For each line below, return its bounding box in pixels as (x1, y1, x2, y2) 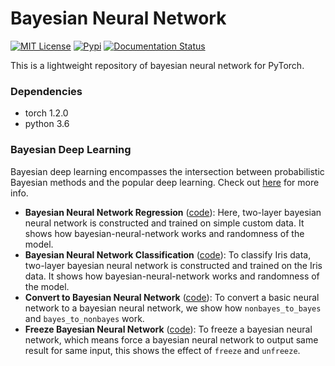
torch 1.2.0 (24, 107, 69, 119)
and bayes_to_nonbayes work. (24, 312, 145, 324)
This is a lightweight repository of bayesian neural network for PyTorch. (10, 59, 305, 71)
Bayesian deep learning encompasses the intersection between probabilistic (10, 165, 325, 177)
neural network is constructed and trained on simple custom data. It (24, 217, 305, 229)
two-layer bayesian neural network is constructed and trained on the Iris (24, 259, 323, 271)
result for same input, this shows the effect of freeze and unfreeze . (24, 344, 301, 356)
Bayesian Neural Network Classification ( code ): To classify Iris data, (24, 248, 312, 261)
